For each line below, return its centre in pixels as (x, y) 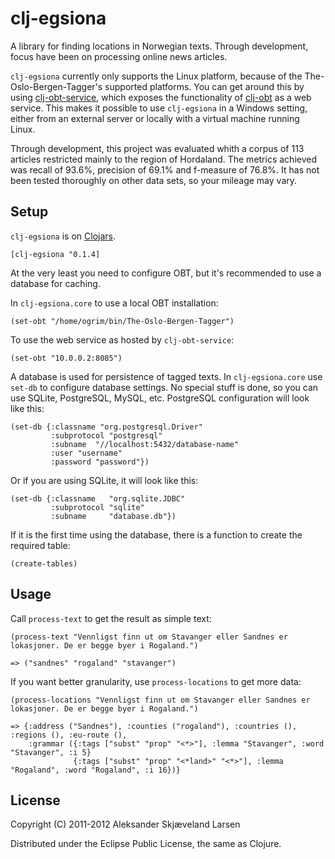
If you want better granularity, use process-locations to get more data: (156, 681)
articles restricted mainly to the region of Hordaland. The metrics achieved (163, 159)
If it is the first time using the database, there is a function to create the (156, 534)
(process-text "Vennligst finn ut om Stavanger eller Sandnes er (149, 637)
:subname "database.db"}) (113, 516)
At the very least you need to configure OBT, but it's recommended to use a (166, 273)
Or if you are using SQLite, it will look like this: (104, 480)
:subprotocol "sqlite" (97, 507)
